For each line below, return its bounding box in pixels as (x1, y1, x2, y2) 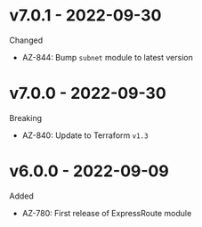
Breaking (9, 112, 43, 123)
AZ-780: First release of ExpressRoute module (21, 207, 192, 218)
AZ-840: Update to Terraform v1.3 (21, 130, 149, 141)
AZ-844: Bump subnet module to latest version (21, 52, 193, 62)
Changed (9, 35, 43, 45)
